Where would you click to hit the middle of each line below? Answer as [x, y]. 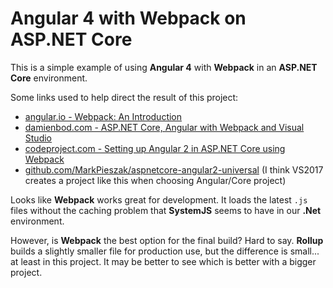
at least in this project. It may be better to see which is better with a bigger [163, 261]
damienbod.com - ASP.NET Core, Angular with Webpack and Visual [164, 127]
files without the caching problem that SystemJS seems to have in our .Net [166, 210]
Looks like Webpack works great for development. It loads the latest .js [159, 199]
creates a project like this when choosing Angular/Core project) [155, 180]
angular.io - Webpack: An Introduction [103, 116]
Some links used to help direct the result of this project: [124, 97]
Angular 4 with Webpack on [128, 18]
